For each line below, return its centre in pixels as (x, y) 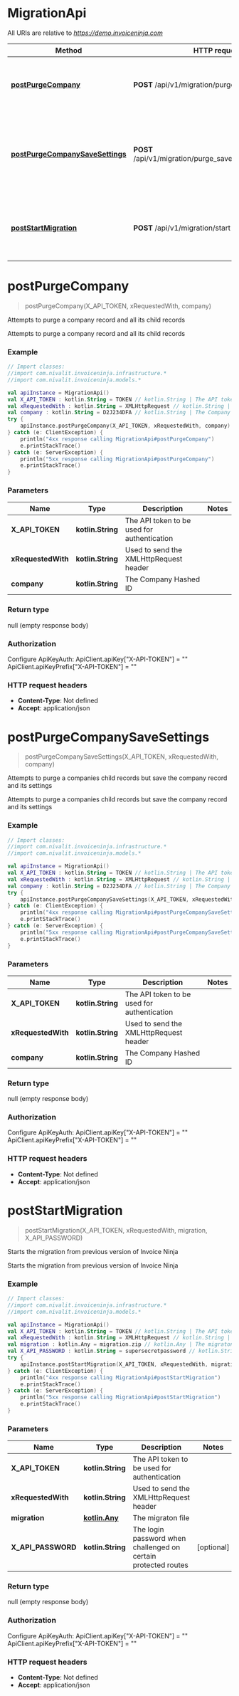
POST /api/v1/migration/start (182, 228)
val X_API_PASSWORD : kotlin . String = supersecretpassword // (101, 1351)
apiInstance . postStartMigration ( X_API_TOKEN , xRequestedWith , (114, 1364)
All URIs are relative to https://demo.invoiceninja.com (85, 33)
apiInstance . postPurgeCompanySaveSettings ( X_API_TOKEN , (105, 899)
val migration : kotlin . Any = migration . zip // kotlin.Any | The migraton (121, 1344)
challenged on (156, 1547)
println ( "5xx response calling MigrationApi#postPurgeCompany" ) (117, 459)
